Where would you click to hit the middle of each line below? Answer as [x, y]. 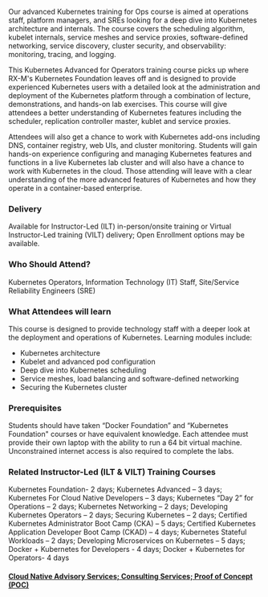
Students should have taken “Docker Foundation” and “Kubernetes [118, 426]
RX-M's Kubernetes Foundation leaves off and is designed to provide [122, 78]
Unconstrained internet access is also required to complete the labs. [121, 451]
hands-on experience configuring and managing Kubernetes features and [130, 154]
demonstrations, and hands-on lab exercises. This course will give [118, 104]
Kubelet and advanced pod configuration [87, 361]
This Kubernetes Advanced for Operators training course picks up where [128, 70]
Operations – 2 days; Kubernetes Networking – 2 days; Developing [118, 507]
